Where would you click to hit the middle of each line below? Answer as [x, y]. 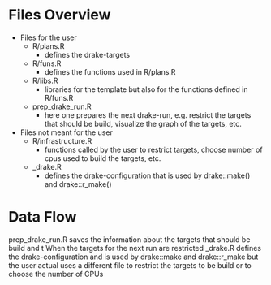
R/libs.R [45, 80]
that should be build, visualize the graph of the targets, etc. [143, 123]
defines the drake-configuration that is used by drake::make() [147, 175]
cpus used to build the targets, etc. [103, 158]
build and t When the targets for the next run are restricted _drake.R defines [135, 248]
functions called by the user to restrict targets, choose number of [153, 149]
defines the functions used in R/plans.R [110, 71]
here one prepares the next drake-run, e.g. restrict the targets [148, 114]
